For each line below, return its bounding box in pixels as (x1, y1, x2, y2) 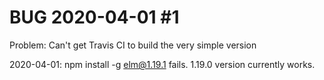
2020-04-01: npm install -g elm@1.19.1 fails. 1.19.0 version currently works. (9, 58, 316, 70)
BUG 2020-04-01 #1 (9, 6, 180, 29)
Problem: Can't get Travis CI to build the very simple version (9, 39, 257, 51)
